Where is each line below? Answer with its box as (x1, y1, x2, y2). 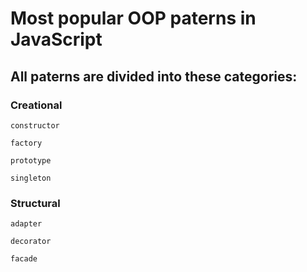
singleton (10, 173, 52, 183)
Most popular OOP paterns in (10, 7, 257, 30)
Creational (10, 98, 63, 112)
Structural (10, 196, 61, 210)
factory (10, 138, 43, 148)
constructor (10, 120, 60, 131)
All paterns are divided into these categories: (10, 68, 298, 85)
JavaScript (10, 28, 103, 51)
